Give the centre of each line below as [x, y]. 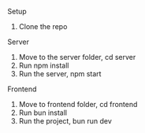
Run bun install [43, 113]
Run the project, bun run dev [65, 121]
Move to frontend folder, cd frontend [78, 104]
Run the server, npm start [60, 74]
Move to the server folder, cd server [77, 57]
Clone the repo [43, 26]
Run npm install [44, 65]
